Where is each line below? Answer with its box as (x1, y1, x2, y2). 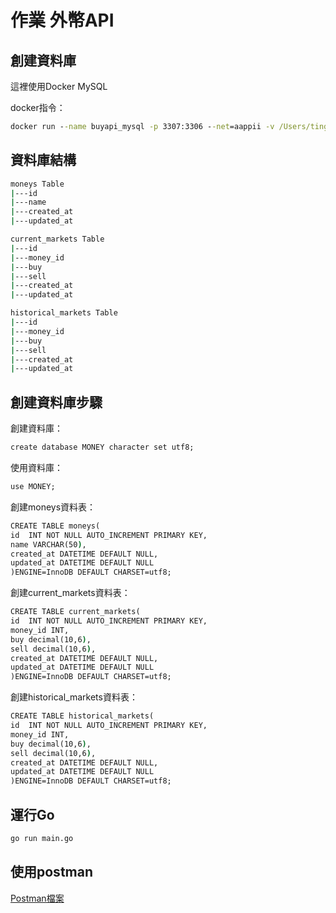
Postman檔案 (10, 892, 65, 904)
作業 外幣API (10, 9, 115, 32)
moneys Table (10, 179, 65, 189)
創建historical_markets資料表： (10, 691, 138, 703)
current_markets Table (10, 234, 105, 245)
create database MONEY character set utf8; (10, 442, 195, 453)
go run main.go (10, 833, 74, 843)
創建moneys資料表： (10, 501, 97, 513)
